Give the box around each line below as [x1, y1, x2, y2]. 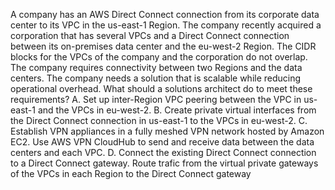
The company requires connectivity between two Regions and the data [10, 62, 303, 73]
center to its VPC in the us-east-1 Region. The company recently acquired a [10, 19, 322, 31]
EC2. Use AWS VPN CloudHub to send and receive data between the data [10, 136, 315, 148]
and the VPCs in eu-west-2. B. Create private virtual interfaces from [37, 104, 317, 116]
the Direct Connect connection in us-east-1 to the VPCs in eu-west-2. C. [10, 115, 308, 126]
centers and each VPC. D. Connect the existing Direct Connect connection [10, 147, 317, 158]
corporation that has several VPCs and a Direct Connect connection [10, 30, 290, 41]
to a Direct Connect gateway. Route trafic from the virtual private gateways [10, 157, 319, 169]
